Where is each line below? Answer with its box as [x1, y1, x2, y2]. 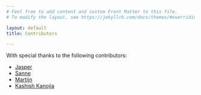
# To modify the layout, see [6, 14, 79, 20]
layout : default [6, 25, 47, 31]
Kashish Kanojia [14, 83, 55, 90]
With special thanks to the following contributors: [6, 52, 127, 59]
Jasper [14, 64, 33, 71]
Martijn [14, 76, 33, 83]
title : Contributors [6, 30, 58, 36]
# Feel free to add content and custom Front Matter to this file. [6, 8, 178, 15]
